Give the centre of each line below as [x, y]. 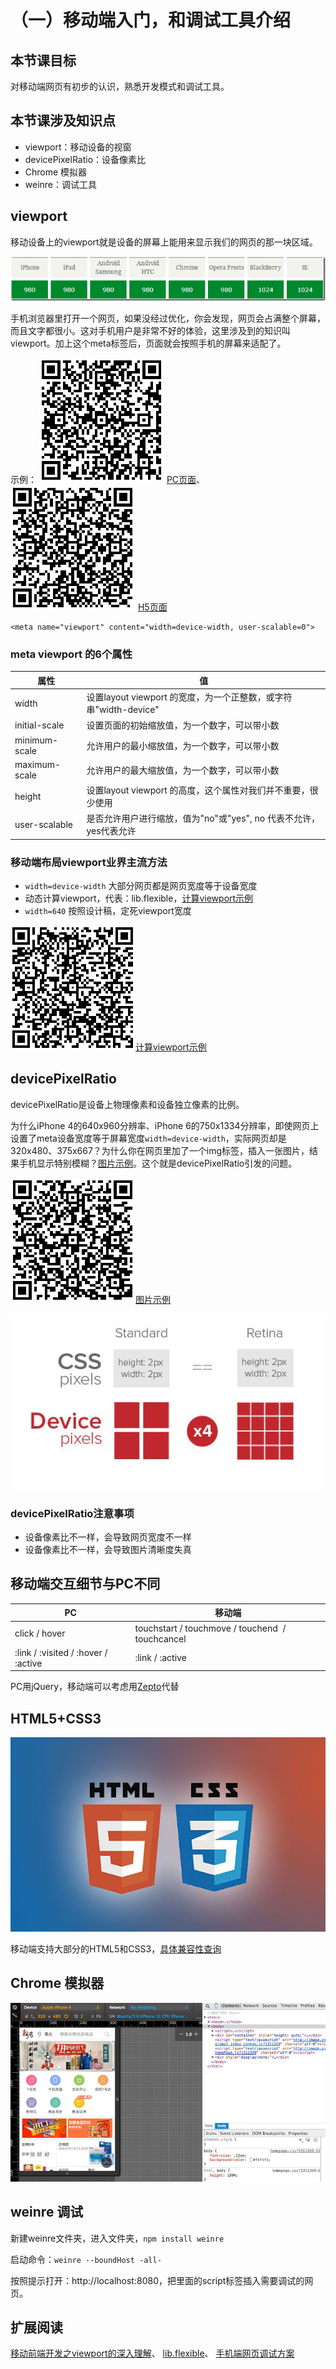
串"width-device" [123, 709]
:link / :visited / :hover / [61, 1652]
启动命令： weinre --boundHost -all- [86, 2259]
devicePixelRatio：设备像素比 [85, 159]
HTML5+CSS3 [56, 1718]
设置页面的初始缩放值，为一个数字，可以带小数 [183, 725]
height [28, 796]
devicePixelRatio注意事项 [72, 1513]
